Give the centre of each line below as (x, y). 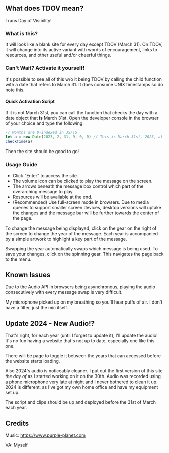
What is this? (21, 33)
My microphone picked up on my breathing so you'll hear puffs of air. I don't (84, 302)
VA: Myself (17, 445)
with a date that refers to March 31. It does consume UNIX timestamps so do (84, 85)
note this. (15, 90)
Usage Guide (21, 165)
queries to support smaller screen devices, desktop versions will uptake (87, 207)
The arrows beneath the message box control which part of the (78, 186)
